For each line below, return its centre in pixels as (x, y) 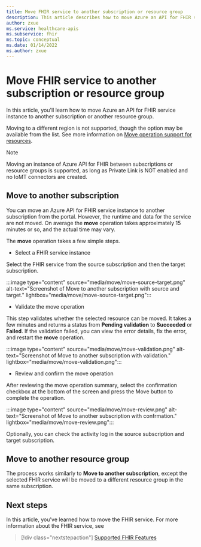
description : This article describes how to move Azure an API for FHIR (99, 17)
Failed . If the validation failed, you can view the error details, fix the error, (97, 331)
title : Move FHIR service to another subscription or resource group (95, 12)
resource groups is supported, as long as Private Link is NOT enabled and (97, 170)
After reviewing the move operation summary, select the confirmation (92, 385)
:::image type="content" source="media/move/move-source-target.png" (96, 282)
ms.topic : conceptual (33, 40)
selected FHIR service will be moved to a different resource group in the (95, 480)
